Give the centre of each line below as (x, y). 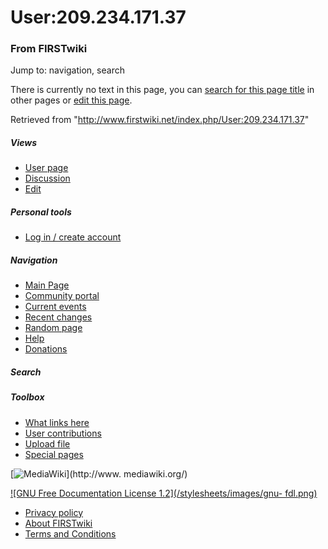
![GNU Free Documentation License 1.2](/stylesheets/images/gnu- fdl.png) (164, 493)
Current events (55, 307)
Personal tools (41, 212)
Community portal (62, 296)
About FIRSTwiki (58, 523)
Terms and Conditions (70, 533)
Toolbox (27, 397)
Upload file (47, 443)
